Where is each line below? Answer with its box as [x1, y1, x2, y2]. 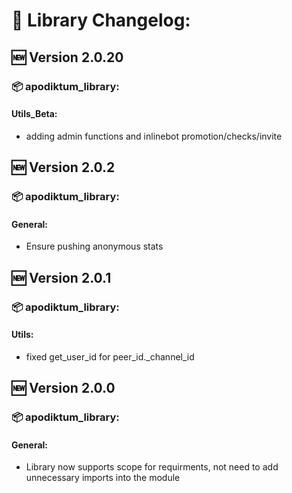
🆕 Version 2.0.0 [11, 380, 116, 397]
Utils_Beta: [11, 108, 58, 120]
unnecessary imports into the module [25, 472, 181, 484]
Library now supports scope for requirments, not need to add [25, 461, 279, 473]
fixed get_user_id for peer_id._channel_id [25, 350, 195, 363]
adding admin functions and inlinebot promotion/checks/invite [25, 130, 283, 142]
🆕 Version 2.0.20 [11, 49, 124, 66]
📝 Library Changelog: [11, 9, 191, 32]
